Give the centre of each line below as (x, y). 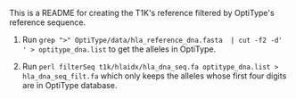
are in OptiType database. (70, 85)
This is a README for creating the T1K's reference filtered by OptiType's (142, 13)
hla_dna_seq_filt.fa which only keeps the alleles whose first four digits (154, 76)
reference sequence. (48, 22)
